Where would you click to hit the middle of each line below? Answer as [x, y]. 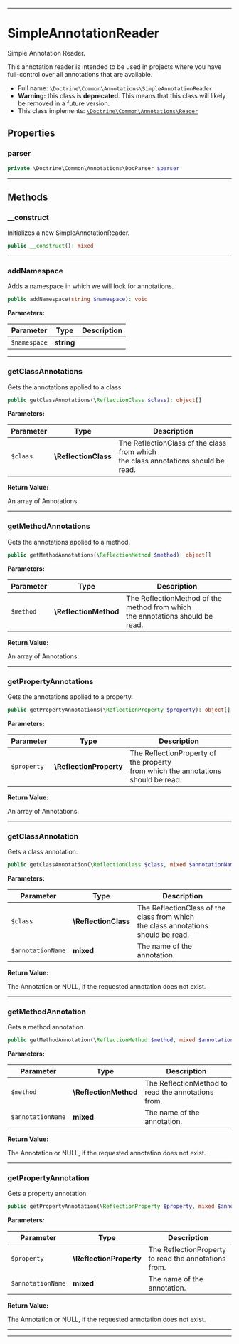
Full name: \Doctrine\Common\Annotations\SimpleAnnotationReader [115, 88]
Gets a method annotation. [46, 1027]
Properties [31, 133]
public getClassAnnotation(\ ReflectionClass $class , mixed [97, 865]
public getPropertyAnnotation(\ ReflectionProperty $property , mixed [111, 1207]
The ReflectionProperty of [173, 753]
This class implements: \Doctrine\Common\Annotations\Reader [108, 110]
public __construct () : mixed [51, 246]
